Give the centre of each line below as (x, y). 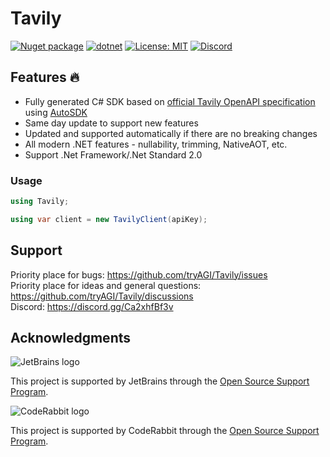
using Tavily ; (40, 202)
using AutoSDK (56, 112)
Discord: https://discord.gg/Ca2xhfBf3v (92, 306)
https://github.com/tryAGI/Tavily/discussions (102, 296)
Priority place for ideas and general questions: (106, 285)
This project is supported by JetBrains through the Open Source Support (160, 381)
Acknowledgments (71, 338)
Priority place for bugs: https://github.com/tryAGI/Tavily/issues (139, 274)
